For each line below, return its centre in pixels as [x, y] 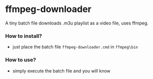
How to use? [21, 60]
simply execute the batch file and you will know [61, 70]
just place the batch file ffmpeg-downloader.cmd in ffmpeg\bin [75, 47]
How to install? [24, 36]
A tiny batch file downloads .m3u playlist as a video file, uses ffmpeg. [77, 23]
